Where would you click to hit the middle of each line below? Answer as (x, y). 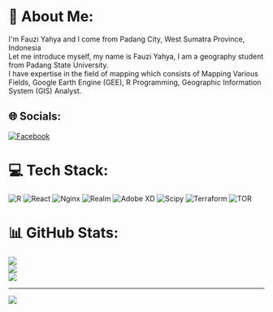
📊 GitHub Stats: (64, 233)
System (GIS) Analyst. (45, 91)
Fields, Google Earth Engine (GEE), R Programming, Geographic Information (135, 82)
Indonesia (25, 47)
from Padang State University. (58, 65)
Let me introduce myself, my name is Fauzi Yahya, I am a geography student (136, 56)
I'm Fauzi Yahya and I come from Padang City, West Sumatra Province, (127, 39)
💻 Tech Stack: (58, 170)
